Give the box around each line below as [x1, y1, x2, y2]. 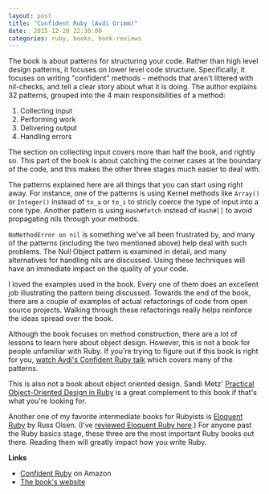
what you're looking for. [8, 396, 87, 406]
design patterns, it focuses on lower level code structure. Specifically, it [8, 65, 245, 75]
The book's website [19, 477, 86, 487]
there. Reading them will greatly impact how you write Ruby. [8, 438, 207, 447]
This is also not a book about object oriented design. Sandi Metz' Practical [8, 379, 255, 389]
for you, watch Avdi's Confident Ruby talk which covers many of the [8, 355, 233, 364]
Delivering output [19, 123, 78, 133]
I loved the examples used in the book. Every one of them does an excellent [8, 279, 259, 290]
